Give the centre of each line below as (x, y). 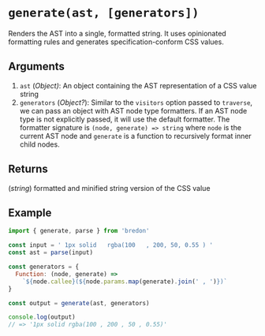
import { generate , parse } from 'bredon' (79, 231)
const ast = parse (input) (50, 253)
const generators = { (44, 267)
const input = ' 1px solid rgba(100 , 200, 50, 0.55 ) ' (111, 245)
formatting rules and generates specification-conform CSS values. (116, 42)
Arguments (37, 67)
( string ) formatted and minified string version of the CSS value (109, 188)
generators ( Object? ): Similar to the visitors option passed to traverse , (136, 102)
